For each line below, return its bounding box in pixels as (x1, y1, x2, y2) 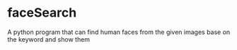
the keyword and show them (7, 35, 91, 43)
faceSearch (7, 5, 77, 21)
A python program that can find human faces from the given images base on (7, 28, 231, 36)
